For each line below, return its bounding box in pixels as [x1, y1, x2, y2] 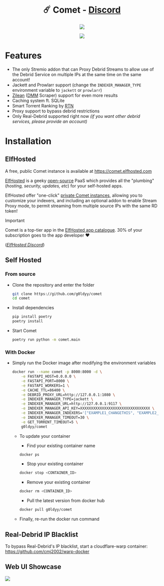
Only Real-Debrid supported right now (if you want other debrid [12, 113, 141, 119]
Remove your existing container [26, 479, 91, 485]
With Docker [5, 348, 36, 355]
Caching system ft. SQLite [12, 97, 65, 104]
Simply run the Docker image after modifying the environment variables [12, 360, 156, 366]
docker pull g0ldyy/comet [19, 507, 72, 512]
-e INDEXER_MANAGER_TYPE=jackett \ [21, 397, 94, 402]
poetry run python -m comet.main [12, 337, 81, 342]
